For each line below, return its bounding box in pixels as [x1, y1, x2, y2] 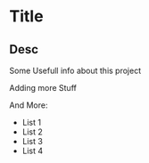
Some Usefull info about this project [9, 65, 141, 76]
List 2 [21, 126, 43, 137]
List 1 [21, 118, 42, 127]
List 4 [21, 145, 44, 156]
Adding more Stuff [9, 83, 78, 93]
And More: [9, 100, 48, 110]
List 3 [21, 136, 43, 146]
